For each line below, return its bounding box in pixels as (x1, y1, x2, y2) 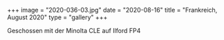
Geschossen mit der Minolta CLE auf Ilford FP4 (7, 27, 141, 34)
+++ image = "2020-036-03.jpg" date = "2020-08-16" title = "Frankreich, (7, 6, 218, 14)
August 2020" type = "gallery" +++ (7, 13, 108, 21)
